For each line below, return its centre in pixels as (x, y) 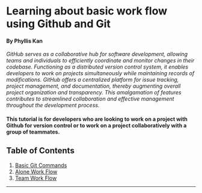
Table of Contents (41, 151)
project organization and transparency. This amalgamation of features (94, 93)
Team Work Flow (36, 178)
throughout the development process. (53, 105)
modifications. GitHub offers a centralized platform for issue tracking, (93, 80)
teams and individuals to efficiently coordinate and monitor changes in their (100, 61)
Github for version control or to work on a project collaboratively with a (96, 125)
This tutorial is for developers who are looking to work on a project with (97, 119)
